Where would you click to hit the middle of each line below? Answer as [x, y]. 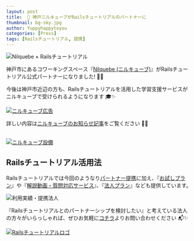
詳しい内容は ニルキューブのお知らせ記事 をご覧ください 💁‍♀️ [77, 123]
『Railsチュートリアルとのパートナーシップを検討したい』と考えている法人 [97, 210]
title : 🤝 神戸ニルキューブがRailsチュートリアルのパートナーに [76, 17]
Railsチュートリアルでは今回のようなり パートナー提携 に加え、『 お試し [91, 178]
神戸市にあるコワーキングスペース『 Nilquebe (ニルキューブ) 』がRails [89, 69]
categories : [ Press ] [32, 34]
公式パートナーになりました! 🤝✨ [65, 76]
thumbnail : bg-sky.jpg [34, 22]
